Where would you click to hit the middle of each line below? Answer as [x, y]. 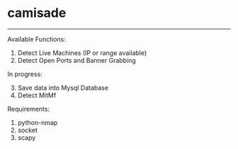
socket [27, 130]
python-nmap [38, 122]
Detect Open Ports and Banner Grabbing [76, 60]
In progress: [25, 74]
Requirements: [28, 109]
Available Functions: [36, 39]
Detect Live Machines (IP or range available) [82, 53]
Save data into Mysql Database [63, 88]
